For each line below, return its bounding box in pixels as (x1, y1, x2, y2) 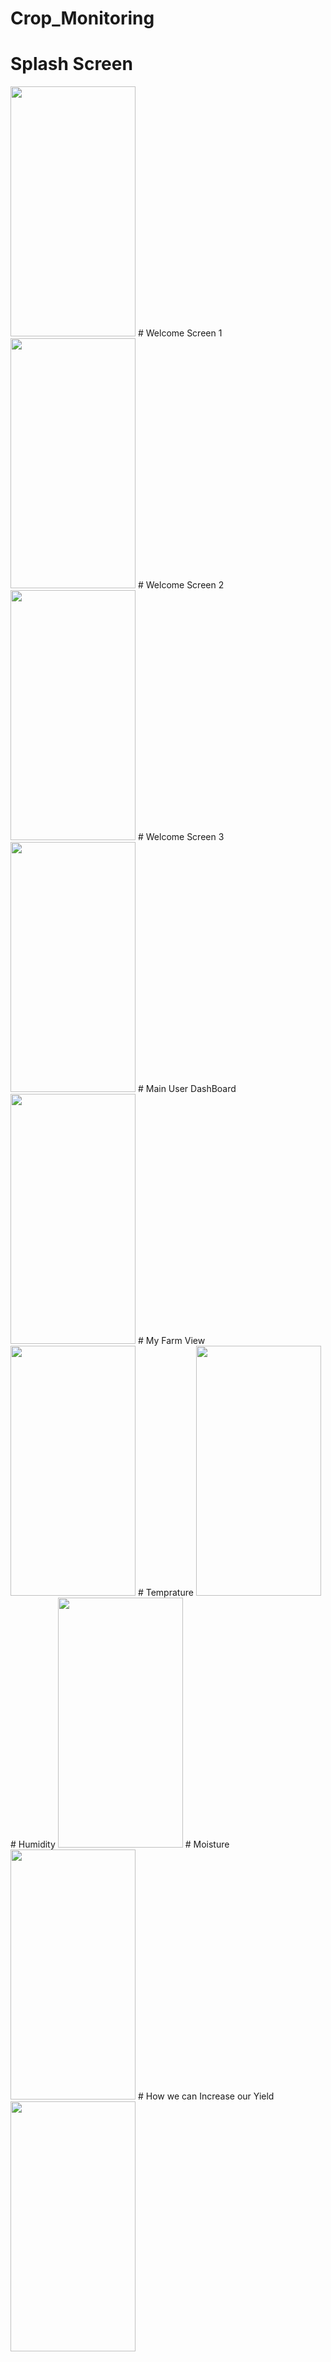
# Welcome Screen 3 (137, 831, 225, 843)
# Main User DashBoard (137, 1083, 237, 1095)
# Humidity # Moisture (10, 1838, 230, 1851)
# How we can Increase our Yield (137, 2090, 275, 2102)
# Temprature (137, 1587, 194, 1599)
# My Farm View (137, 1335, 206, 1347)
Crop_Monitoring (10, 7, 155, 30)
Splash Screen (10, 53, 133, 76)
